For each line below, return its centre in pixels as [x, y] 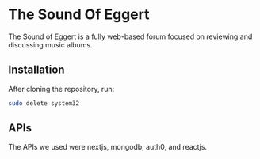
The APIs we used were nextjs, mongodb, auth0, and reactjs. [108, 147]
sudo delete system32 [44, 103]
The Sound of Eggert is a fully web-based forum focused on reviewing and [130, 36]
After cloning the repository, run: [61, 89]
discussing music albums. [50, 44]
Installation [36, 70]
